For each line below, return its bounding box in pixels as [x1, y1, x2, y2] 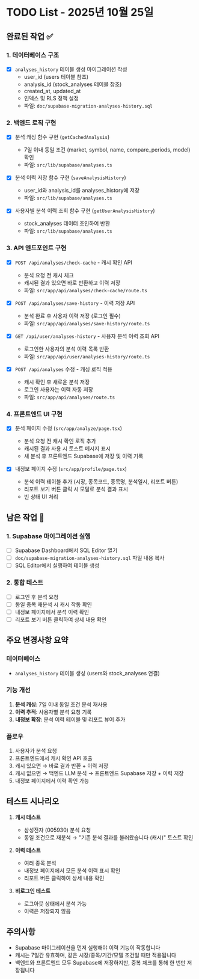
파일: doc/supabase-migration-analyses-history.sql [23, 102, 153, 109]
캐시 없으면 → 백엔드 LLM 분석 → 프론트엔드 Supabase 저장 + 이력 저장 [14, 770, 184, 777]
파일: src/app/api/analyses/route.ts [23, 393, 115, 400]
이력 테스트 [14, 846, 41, 854]
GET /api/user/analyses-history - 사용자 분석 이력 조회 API [14, 332, 159, 340]
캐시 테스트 [14, 813, 41, 821]
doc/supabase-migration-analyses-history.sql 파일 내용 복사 [14, 554, 165, 562]
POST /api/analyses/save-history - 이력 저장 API [14, 299, 135, 307]
